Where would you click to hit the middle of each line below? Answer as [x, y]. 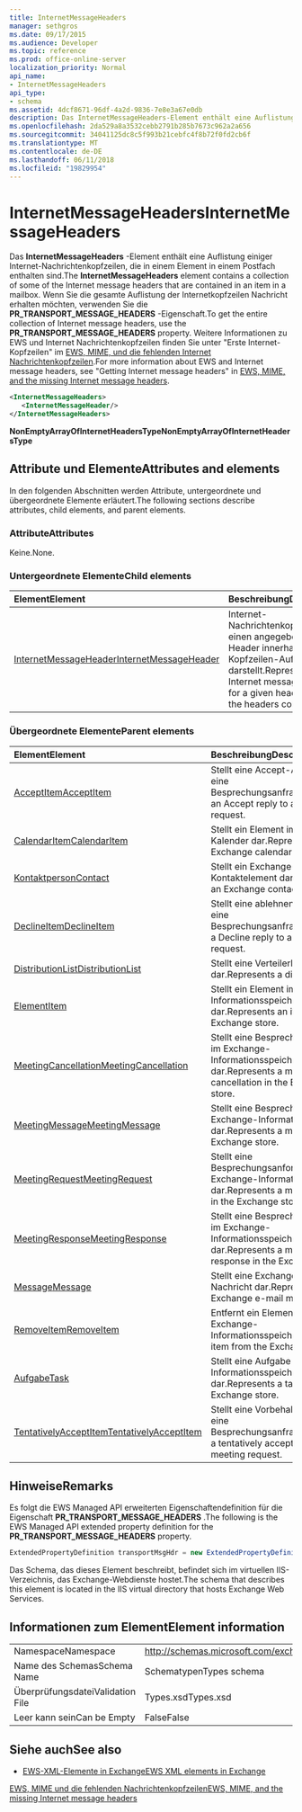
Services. [27, 1599]
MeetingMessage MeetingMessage [87, 1125]
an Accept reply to [249, 803]
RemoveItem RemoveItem [67, 1329]
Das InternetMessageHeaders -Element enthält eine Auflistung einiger [141, 256]
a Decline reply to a [251, 937]
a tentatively [236, 1442]
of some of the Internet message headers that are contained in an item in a [147, 285]
